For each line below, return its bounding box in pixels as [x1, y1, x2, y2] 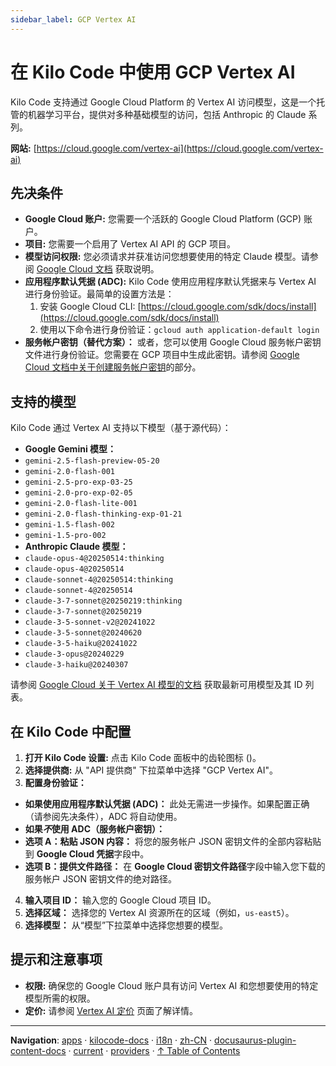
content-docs [10, 1044, 67, 1056]
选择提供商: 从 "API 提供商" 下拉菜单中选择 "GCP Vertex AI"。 [24, 764, 279, 776]
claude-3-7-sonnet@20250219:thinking [24, 596, 183, 606]
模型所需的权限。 [24, 992, 96, 1004]
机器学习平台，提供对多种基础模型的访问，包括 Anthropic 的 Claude [27, 108, 307, 120]
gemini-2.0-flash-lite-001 [24, 499, 138, 509]
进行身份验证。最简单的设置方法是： [24, 288, 175, 300]
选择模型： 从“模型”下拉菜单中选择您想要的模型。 [24, 919, 229, 931]
